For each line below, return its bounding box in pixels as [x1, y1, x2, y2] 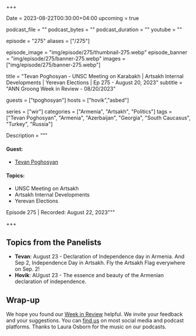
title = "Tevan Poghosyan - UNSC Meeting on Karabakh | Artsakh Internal [6, 73, 184, 79]
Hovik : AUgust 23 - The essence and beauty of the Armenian [14, 272, 164, 279]
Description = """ [6, 132, 48, 139]
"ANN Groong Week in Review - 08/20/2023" [6, 85, 116, 92]
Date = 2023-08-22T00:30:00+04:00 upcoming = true [6, 15, 139, 21]
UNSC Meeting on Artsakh [14, 185, 79, 192]
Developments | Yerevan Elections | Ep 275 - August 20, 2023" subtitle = [6, 79, 183, 86]
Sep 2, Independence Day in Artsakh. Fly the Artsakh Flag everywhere [14, 260, 185, 267]
